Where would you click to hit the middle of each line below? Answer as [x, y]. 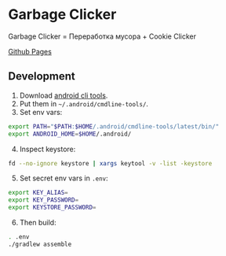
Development [42, 76]
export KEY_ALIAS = [38, 193]
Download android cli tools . [64, 95]
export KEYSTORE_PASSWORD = [52, 208]
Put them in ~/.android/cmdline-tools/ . [84, 103]
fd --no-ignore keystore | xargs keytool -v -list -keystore [110, 163]
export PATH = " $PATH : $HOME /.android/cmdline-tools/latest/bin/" [114, 126]
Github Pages [30, 51]
